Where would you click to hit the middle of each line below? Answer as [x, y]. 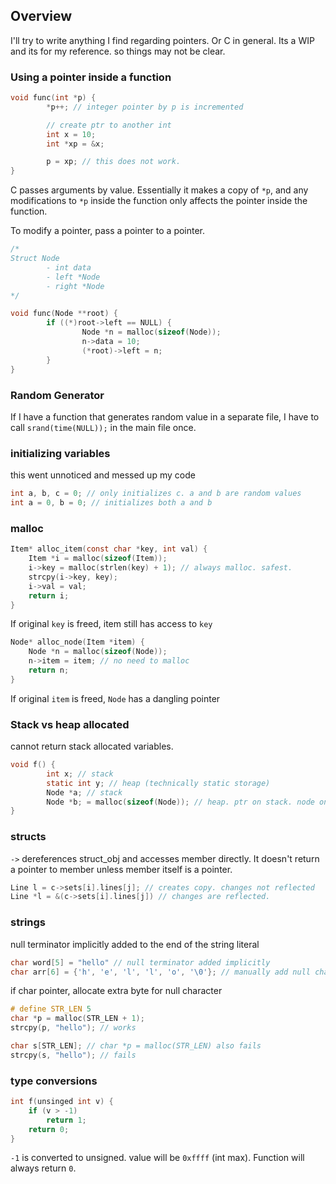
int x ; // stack [80, 774]
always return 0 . [43, 1168]
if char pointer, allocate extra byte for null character [116, 991]
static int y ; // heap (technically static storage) [158, 783]
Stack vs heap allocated [70, 724]
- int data [69, 267]
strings [28, 922]
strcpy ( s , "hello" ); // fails [73, 1055]
